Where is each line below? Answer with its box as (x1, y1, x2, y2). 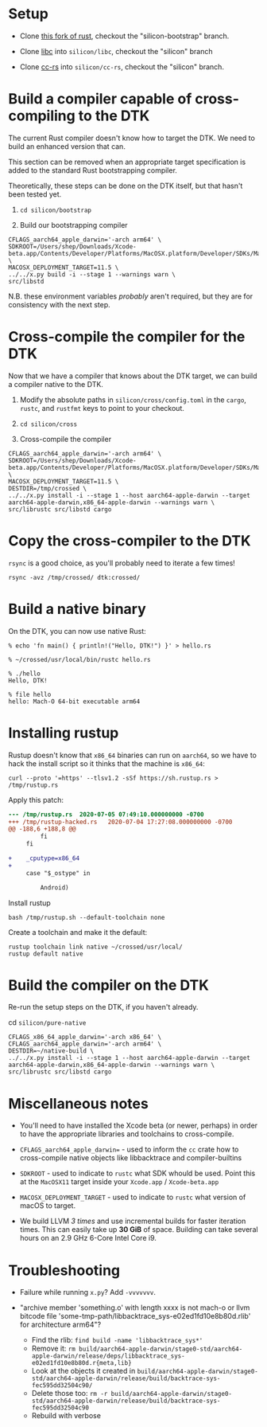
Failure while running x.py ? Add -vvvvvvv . (19, 1288, 157, 1297)
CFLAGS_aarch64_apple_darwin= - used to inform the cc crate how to (19, 1144, 239, 1155)
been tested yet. (8, 189, 62, 199)
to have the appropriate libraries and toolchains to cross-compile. (19, 1129, 234, 1139)
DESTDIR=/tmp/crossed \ (8, 484, 87, 492)
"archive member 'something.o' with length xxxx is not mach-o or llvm (19, 1303, 250, 1312)
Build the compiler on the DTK (8, 976, 209, 994)
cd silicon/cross (19, 420, 78, 428)
